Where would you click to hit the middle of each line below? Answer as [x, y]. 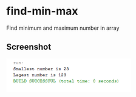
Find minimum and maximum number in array [63, 28]
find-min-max [42, 11]
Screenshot [29, 47]
